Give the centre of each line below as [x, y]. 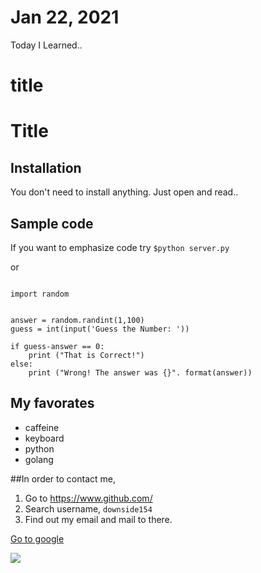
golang [39, 459]
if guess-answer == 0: [57, 346]
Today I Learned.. [46, 45]
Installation [46, 167]
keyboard [44, 438]
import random [40, 294]
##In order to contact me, [63, 478]
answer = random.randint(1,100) [77, 320]
